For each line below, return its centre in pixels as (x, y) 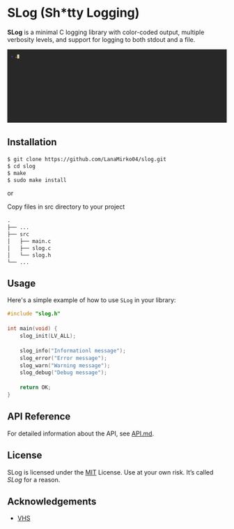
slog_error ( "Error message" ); (64, 358)
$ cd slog (22, 166)
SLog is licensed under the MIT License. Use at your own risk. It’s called (110, 472)
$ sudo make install (37, 180)
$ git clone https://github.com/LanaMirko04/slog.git (87, 159)
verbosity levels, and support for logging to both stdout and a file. (101, 39)
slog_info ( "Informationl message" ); (73, 350)
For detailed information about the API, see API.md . (81, 433)
